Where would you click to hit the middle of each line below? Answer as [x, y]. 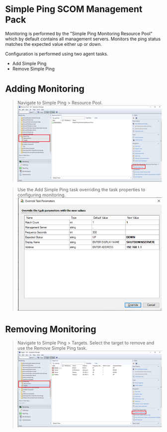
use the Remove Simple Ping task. [52, 348]
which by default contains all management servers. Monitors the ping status [83, 39]
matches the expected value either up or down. [53, 44]
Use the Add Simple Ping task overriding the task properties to [81, 189]
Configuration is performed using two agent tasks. [57, 54]
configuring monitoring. [42, 195]
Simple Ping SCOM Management [74, 9]
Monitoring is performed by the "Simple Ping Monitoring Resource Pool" [79, 33]
